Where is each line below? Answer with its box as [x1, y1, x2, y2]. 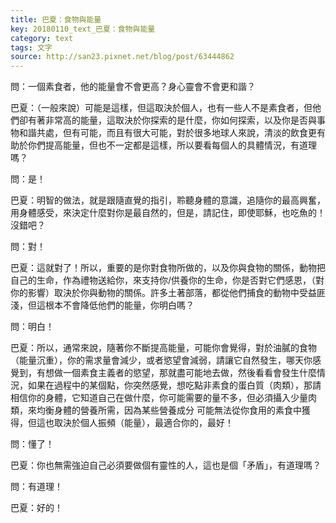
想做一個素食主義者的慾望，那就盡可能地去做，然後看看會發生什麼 [44, 367, 317, 379]
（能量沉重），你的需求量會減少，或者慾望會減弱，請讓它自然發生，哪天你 [10, 354, 313, 366]
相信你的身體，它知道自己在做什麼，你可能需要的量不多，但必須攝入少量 [10, 392, 308, 404]
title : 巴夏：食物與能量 [10, 14, 102, 25]
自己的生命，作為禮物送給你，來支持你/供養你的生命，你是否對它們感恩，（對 [10, 274, 325, 286]
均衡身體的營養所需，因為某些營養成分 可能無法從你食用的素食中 [36, 404, 302, 416]
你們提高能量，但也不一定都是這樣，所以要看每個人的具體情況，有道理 [27, 139, 317, 151]
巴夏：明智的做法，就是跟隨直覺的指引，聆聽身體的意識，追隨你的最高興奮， [10, 194, 326, 206]
